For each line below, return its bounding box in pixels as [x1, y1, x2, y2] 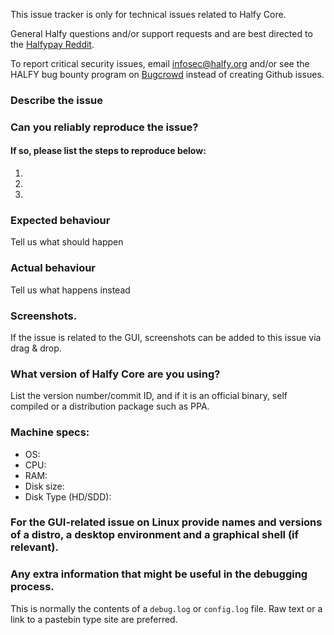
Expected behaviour [10, 213, 111, 227]
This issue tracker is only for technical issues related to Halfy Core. [10, 9, 287, 20]
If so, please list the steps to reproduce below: [10, 145, 207, 157]
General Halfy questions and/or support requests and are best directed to [10, 28, 313, 39]
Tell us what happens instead [10, 284, 131, 296]
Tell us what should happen [10, 236, 124, 248]
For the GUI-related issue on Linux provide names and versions [10, 515, 323, 529]
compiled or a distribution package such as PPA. [10, 400, 210, 413]
